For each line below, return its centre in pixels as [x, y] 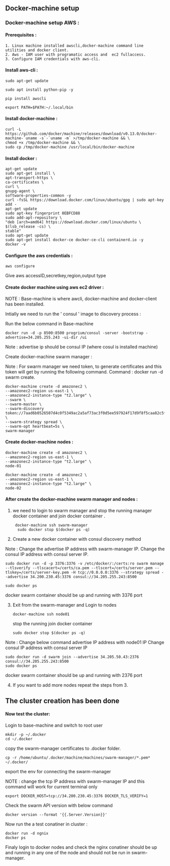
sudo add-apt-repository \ [34, 218]
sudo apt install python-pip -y [39, 90]
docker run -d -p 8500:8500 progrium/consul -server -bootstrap [74, 333]
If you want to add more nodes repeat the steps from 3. [70, 685]
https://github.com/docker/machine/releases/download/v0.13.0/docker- [81, 134]
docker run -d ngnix [27, 833]
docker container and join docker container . [59, 516]
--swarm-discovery [25, 408]
